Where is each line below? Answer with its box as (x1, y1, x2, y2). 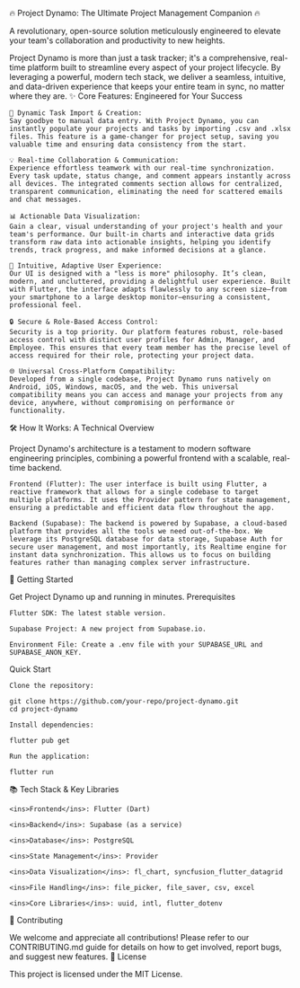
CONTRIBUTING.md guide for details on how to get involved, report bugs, (9, 942, 282, 952)
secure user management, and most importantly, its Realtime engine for (9, 543, 287, 551)
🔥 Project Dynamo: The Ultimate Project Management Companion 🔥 (9, 8, 260, 18)
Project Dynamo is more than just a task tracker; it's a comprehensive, (9, 53, 269, 63)
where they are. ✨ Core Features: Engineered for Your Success (9, 91, 243, 101)
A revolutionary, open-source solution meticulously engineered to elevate (9, 26, 281, 36)
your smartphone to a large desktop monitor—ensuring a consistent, (9, 293, 271, 302)
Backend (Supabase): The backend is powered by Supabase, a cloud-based (9, 519, 287, 528)
